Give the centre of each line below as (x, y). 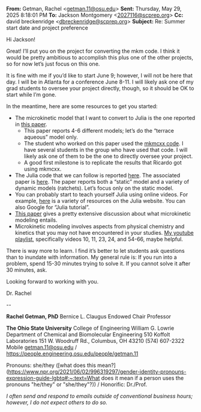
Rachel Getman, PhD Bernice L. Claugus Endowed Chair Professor (89, 317)
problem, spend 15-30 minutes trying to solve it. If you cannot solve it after (98, 263)
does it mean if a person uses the (142, 378)
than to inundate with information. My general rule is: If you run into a (91, 257)
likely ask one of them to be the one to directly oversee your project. (108, 156)
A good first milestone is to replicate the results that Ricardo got (103, 162)
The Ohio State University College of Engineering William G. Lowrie (90, 328)
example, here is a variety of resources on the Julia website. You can (100, 201)
